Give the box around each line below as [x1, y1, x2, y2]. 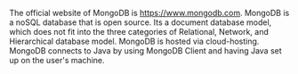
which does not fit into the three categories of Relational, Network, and [9, 27, 270, 37]
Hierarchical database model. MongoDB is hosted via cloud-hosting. [9, 36, 260, 46]
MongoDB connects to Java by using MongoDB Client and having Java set [9, 45, 282, 56]
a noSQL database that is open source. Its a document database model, [9, 17, 272, 28]
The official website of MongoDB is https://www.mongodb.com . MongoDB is [9, 8, 290, 18]
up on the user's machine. [9, 55, 105, 65]
